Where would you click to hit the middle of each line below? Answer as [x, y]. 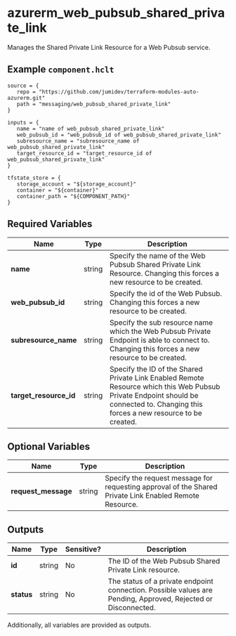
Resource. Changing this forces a [164, 273]
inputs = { [23, 122]
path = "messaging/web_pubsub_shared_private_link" [94, 104]
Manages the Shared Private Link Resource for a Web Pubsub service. [109, 47]
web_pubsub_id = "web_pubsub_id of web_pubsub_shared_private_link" [119, 135]
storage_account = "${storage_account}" [77, 184]
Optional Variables [48, 447]
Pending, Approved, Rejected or [160, 599]
